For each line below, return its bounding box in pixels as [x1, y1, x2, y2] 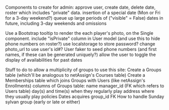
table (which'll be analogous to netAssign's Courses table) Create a [5, 72, 145, 78]
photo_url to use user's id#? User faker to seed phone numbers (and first [5, 46, 157, 52]
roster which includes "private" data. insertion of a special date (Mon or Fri [5, 10, 160, 16]
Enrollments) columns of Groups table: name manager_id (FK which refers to [5, 83, 164, 89]
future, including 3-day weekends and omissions [5, 20, 107, 26]
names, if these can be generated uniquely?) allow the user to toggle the [5, 51, 156, 58]
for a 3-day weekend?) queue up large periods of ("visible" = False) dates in [5, 15, 163, 21]
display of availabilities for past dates [5, 57, 82, 63]
